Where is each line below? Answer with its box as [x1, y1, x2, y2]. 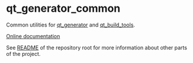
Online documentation [6, 32, 60, 39]
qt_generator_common [6, 2, 121, 15]
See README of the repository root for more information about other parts [6, 44, 188, 51]
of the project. [6, 50, 41, 57]
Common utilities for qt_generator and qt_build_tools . [6, 21, 135, 28]
